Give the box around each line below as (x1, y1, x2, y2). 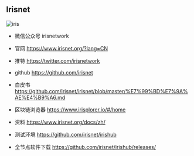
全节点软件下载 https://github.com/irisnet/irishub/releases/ (14, 143, 156, 150)
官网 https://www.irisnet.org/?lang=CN (14, 45, 108, 52)
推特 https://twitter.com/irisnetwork (14, 57, 100, 64)
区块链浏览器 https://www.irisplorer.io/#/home (14, 106, 126, 113)
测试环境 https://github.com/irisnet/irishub (14, 131, 117, 138)
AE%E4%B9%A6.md (14, 94, 66, 101)
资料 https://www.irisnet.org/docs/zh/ (14, 118, 105, 126)
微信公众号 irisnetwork (14, 32, 69, 39)
